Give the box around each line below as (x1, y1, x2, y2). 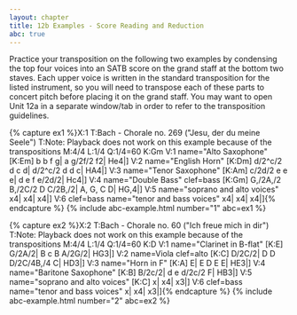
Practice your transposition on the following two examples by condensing (9, 54, 277, 65)
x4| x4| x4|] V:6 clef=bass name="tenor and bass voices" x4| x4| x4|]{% (9, 193, 277, 204)
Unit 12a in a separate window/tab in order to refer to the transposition (9, 101, 266, 112)
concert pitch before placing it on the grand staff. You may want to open (9, 91, 273, 102)
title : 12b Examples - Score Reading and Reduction (9, 21, 204, 30)
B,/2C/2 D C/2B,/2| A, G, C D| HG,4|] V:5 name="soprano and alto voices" (9, 184, 279, 195)
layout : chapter (9, 12, 69, 22)
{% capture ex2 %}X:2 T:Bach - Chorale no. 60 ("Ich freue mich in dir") (9, 220, 270, 231)
